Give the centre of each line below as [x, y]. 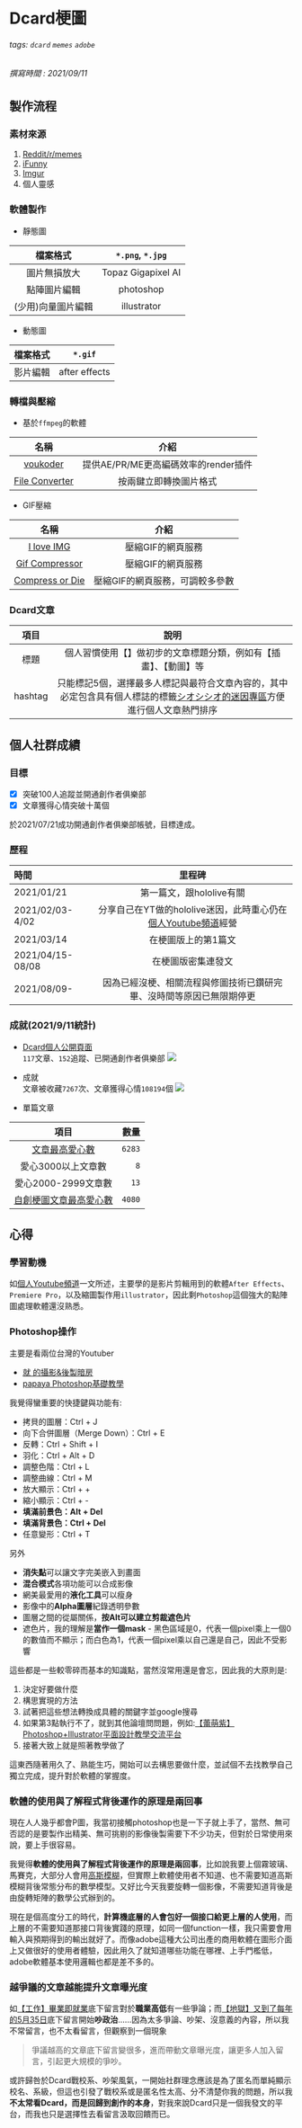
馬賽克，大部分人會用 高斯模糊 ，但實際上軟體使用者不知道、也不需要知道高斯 [151, 1874]
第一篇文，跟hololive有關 [192, 893]
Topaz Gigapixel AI [142, 272]
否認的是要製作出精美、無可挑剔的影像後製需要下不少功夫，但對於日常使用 [147, 1833]
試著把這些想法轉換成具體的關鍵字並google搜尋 [110, 1711]
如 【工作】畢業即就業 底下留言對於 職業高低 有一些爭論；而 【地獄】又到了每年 [151, 2008]
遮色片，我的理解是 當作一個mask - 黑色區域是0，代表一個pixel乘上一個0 [157, 1628]
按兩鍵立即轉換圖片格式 [168, 481]
